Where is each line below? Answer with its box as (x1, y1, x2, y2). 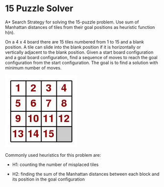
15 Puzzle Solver (5, 3, 73, 14)
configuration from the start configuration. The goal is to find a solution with (5, 60, 158, 65)
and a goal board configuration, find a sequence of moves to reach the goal (5, 54, 158, 60)
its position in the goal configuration (12, 176, 85, 182)
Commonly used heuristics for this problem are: (5, 152, 101, 158)
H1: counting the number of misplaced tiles (12, 162, 99, 167)
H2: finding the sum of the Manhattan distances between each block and (12, 171, 160, 177)
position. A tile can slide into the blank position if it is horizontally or (5, 44, 141, 50)
